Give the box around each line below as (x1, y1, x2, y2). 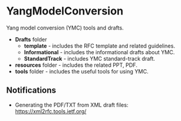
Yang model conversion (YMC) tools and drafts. (6, 24, 124, 31)
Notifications (6, 85, 57, 96)
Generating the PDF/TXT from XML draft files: (14, 101, 129, 108)
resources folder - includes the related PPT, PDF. (14, 61, 138, 69)
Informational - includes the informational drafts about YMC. (23, 48, 176, 55)
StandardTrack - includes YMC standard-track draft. (23, 55, 155, 62)
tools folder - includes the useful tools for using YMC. (14, 67, 149, 75)
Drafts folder (14, 36, 47, 43)
